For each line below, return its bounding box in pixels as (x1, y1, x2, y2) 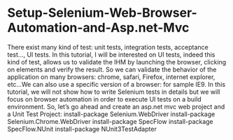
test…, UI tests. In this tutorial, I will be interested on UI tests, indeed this (7, 50, 216, 59)
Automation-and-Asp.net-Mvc (7, 20, 190, 36)
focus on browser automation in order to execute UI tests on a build (7, 94, 202, 103)
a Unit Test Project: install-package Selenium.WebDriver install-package (7, 110, 216, 118)
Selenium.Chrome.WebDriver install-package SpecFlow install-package (7, 117, 213, 125)
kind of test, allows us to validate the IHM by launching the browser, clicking (7, 57, 227, 66)
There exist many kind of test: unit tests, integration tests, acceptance (7, 43, 209, 51)
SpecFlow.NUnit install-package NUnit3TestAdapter (7, 125, 157, 133)
